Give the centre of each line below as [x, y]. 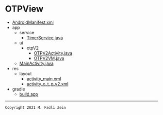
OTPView [24, 9]
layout [25, 73]
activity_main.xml [44, 79]
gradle [18, 89]
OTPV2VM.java [49, 58]
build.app [29, 94]
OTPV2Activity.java [53, 53]
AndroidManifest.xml [33, 22]
